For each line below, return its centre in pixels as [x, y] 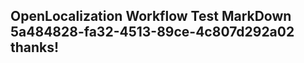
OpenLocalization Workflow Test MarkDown [151, 16]
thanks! [35, 47]
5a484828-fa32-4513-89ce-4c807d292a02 [152, 32]
